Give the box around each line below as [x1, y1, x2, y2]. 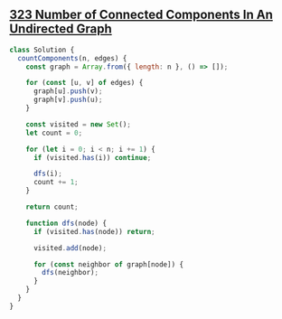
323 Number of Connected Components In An [9, 7, 273, 23]
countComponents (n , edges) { [17, 53, 127, 62]
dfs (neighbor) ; [42, 268, 99, 277]
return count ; [25, 202, 79, 211]
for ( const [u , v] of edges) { [25, 79, 144, 88]
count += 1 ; [33, 178, 79, 187]
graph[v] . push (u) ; [33, 95, 103, 105]
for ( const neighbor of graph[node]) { [33, 259, 183, 269]
